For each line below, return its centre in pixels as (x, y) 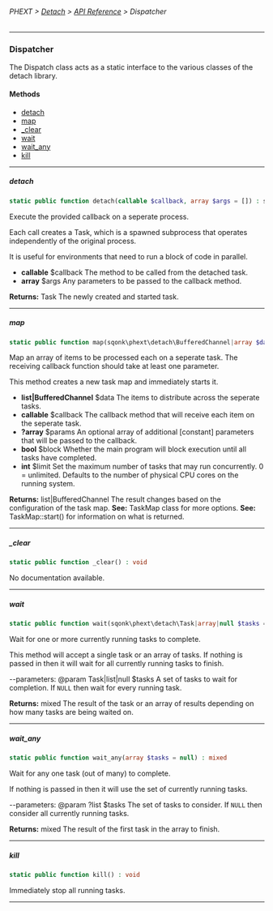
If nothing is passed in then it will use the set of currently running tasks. (128, 789)
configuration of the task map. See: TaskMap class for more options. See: (132, 508)
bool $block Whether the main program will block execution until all (133, 449)
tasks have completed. (59, 458)
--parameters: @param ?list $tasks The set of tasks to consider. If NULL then (136, 804)
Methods (25, 94)
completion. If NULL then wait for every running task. (96, 688)
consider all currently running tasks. (69, 813)
